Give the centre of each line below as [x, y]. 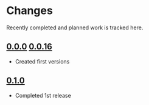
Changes [29, 11]
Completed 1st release [43, 95]
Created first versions [42, 61]
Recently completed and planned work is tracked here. [75, 27]
